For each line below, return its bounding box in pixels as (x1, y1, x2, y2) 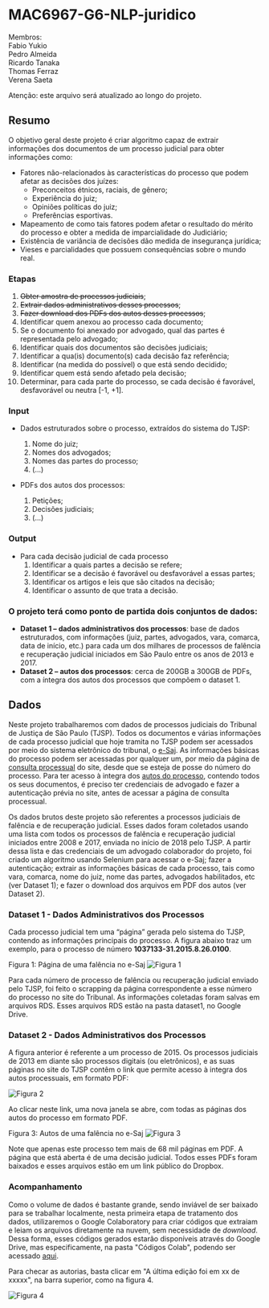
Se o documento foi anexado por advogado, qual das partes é (19, 325, 225, 335)
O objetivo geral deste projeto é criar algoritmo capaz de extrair (8, 135, 219, 145)
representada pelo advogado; (19, 334, 119, 344)
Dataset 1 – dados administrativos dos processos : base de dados (19, 623, 240, 633)
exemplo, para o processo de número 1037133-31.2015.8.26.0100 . (8, 944, 231, 954)
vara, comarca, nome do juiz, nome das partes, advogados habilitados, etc (8, 872, 255, 881)
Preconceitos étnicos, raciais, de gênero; (31, 185, 168, 194)
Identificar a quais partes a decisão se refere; (31, 560, 182, 570)
